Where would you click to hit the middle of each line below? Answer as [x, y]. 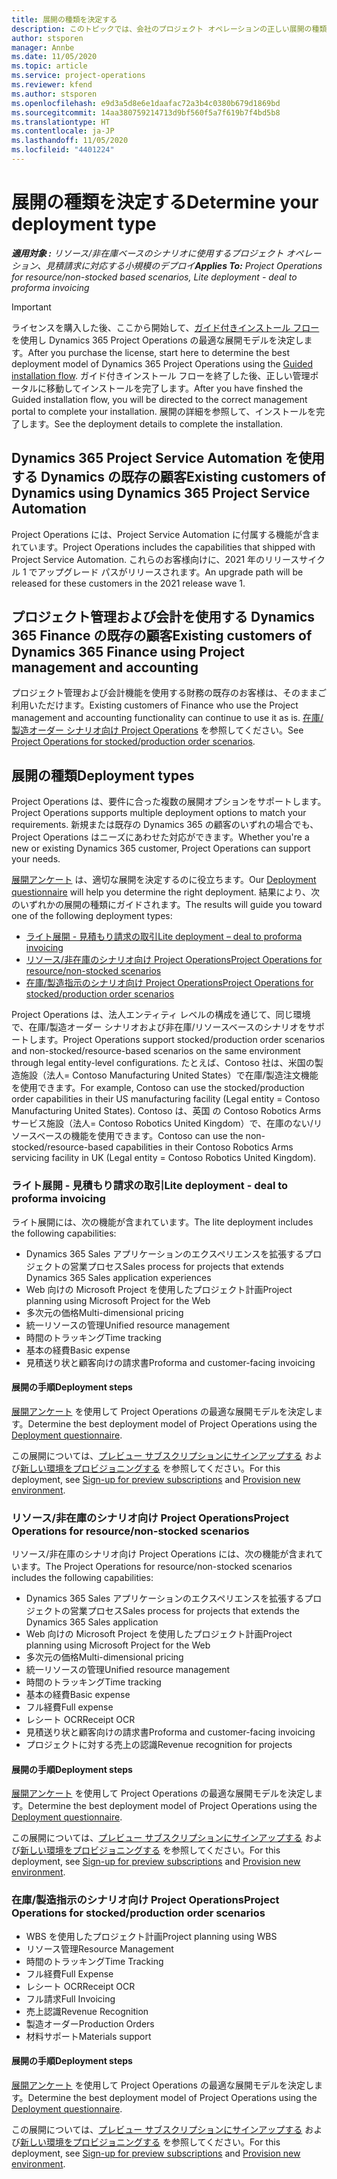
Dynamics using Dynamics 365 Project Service [161, 493]
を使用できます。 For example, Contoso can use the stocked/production [158, 1088]
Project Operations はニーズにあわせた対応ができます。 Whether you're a [160, 837]
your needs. [36, 859]
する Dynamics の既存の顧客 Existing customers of [168, 477]
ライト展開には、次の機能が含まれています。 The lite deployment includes [162, 1222]
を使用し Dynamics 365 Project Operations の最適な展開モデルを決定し [157, 340]
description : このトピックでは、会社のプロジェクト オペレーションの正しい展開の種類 [169, 29]
